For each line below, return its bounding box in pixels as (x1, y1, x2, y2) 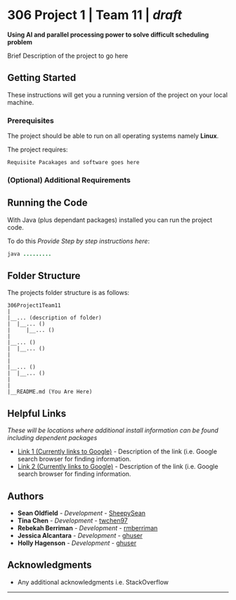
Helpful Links (7, 407, 67, 419)
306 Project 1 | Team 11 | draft (7, 7, 183, 23)
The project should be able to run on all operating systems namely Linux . (7, 132, 219, 140)
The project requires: (7, 145, 68, 154)
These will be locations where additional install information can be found (7, 426, 219, 435)
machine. (7, 98, 34, 106)
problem (7, 37, 33, 46)
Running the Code (7, 197, 88, 209)
